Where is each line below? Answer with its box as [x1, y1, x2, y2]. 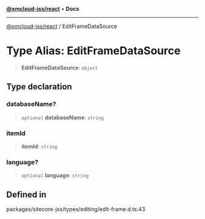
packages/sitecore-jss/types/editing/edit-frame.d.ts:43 [6, 206, 145, 213]
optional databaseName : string [21, 114, 104, 121]
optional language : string [21, 172, 89, 179]
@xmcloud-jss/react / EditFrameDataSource [6, 23, 118, 30]
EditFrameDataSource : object [21, 64, 98, 71]
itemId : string [21, 142, 58, 150]
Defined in [6, 189, 47, 200]
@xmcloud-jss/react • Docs [6, 5, 79, 12]
